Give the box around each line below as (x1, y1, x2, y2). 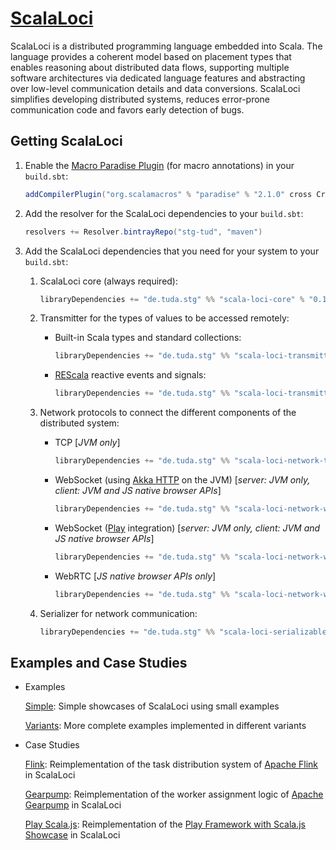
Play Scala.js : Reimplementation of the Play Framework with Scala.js (24, 818, 306, 831)
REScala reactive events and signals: (54, 369, 207, 381)
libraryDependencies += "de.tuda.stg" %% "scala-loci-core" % (39, 294, 305, 304)
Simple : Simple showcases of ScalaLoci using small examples (24, 700, 280, 712)
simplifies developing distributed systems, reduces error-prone (10, 93, 271, 105)
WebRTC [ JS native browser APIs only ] (54, 570, 217, 582)
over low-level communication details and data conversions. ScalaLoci (10, 82, 301, 94)
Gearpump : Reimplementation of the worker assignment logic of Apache (24, 788, 324, 801)
